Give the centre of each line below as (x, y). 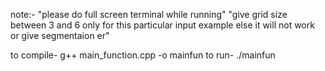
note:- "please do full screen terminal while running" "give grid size (149, 14)
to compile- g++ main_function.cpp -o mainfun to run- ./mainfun (143, 55)
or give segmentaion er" (60, 35)
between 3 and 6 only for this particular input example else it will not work (162, 25)
